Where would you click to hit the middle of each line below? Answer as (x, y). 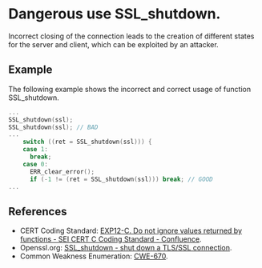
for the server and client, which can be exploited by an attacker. (113, 44)
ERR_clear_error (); (62, 172)
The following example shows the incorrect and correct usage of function (129, 89)
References (38, 212)
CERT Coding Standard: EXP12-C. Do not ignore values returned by (131, 231)
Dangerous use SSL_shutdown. (115, 14)
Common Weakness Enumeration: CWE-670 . (94, 256)
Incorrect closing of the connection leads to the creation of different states (131, 36)
